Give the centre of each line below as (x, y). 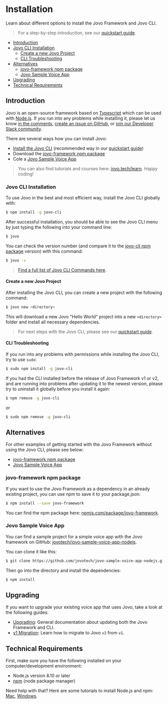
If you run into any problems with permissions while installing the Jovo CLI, (83, 354)
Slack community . (24, 129)
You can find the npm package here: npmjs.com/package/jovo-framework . (82, 513)
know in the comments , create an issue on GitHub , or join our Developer (80, 123)
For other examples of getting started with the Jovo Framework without (79, 445)
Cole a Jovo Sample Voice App (45, 159)
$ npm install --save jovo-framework (45, 503)
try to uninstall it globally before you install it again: (58, 389)
